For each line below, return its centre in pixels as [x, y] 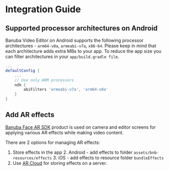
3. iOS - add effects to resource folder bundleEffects [108, 158]
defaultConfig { [22, 70]
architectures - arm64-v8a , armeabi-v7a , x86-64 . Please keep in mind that [81, 46]
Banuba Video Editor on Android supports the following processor [75, 40]
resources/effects [32, 158]
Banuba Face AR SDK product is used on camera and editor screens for [81, 127]
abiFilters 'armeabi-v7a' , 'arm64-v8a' [66, 90]
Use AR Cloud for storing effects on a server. [60, 163]
